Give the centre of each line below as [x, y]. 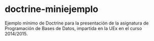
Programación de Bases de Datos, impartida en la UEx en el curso [73, 28]
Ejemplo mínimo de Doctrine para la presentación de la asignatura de [77, 23]
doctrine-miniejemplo [51, 9]
